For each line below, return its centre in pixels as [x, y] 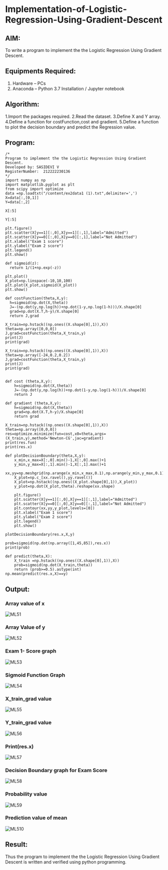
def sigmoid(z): [22, 263]
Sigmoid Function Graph [35, 675]
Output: [17, 589]
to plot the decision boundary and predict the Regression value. [71, 127]
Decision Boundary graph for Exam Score [56, 770]
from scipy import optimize [34, 189]
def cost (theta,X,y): [29, 382]
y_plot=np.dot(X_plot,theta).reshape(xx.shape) [64, 486]
